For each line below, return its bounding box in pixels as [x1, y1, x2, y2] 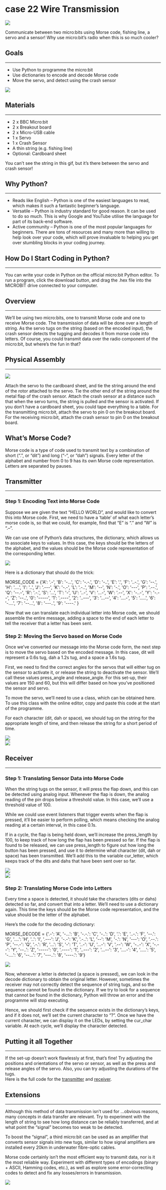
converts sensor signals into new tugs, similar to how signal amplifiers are [5, 1139, 156, 1145]
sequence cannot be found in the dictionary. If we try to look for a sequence [5, 987, 160, 993]
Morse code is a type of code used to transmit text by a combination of [5, 447, 150, 453]
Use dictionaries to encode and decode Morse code [12, 72, 119, 78]
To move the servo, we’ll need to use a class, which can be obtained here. [5, 695, 156, 701]
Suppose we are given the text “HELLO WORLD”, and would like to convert [5, 509, 157, 515]
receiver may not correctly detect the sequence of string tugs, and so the [5, 981, 155, 987]
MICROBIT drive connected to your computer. [5, 282, 98, 288]
